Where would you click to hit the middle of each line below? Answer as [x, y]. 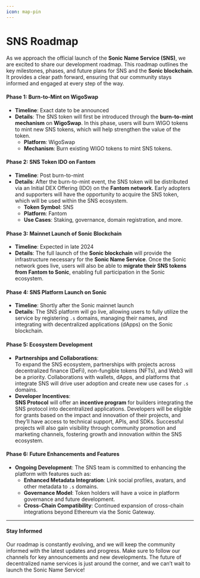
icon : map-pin [24, 12]
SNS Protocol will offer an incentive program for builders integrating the [104, 402]
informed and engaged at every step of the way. [65, 83]
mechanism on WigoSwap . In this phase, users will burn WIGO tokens [101, 123]
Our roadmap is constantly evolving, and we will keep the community [91, 544]
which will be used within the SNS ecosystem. [71, 200]
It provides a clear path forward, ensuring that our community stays [89, 77]
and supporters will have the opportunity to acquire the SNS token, [97, 194]
